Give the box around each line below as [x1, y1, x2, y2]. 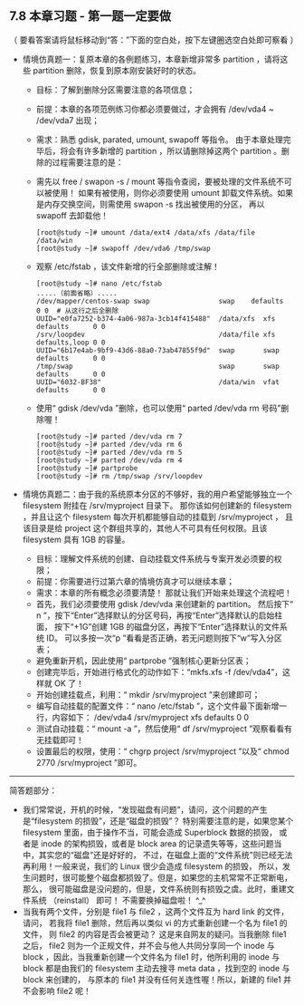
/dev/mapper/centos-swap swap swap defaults [35, 296, 284, 305]
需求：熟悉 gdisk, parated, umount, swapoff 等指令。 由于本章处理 [35, 134, 283, 145]
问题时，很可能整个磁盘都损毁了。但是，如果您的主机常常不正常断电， [30, 872, 292, 883]
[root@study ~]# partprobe [35, 463, 138, 473]
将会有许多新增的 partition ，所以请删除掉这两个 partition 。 [60, 145, 282, 156]
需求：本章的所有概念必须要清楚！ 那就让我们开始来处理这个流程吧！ [35, 587, 292, 598]
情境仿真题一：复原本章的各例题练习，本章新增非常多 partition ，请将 [22, 53, 280, 64]
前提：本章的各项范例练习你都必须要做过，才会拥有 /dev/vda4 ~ [35, 103, 274, 114]
